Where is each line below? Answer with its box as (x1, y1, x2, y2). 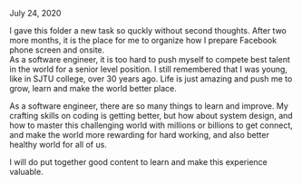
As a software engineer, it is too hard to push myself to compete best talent (9, 54, 290, 64)
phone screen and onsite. (9, 44, 105, 55)
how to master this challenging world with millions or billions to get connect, (9, 120, 293, 131)
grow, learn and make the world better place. (9, 83, 177, 93)
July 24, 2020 (9, 8, 62, 18)
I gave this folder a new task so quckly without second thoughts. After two (9, 25, 287, 35)
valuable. (9, 167, 44, 177)
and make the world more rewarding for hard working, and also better (9, 130, 269, 140)
